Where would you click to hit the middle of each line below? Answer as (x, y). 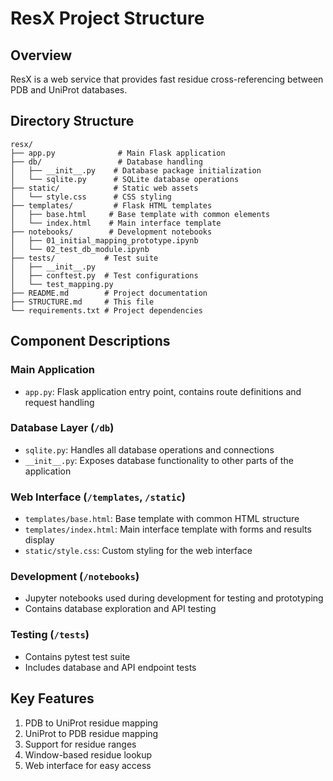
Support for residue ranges (80, 744)
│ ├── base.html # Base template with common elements (140, 214)
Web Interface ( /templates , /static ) (98, 497)
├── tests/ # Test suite (84, 258)
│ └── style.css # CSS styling (91, 197)
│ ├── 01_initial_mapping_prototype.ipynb (104, 240)
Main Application (52, 370)
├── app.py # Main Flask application (118, 153)
